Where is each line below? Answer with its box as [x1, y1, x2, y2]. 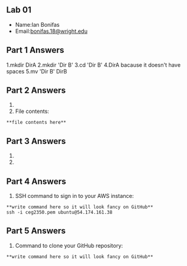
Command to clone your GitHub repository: [15, 242, 123, 249]
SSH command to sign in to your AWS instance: [15, 193, 134, 200]
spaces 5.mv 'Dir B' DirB [6, 67, 67, 75]
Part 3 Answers [6, 136, 66, 146]
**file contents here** [6, 120, 67, 126]
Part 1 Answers [6, 45, 65, 55]
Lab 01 [6, 5, 32, 15]
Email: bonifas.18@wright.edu [15, 27, 88, 35]
